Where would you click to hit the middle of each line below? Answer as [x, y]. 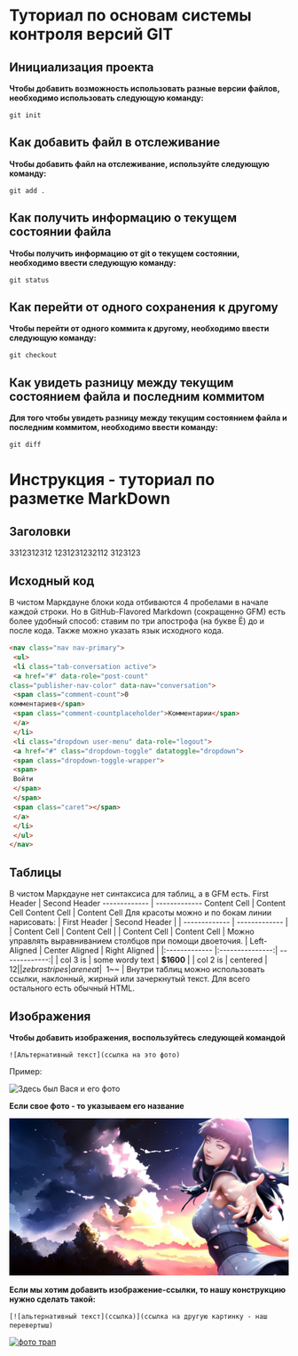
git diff [25, 445]
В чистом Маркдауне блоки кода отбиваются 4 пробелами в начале [139, 602]
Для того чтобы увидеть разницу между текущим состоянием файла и [149, 418]
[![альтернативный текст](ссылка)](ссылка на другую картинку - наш [138, 1317]
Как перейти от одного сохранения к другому [144, 307]
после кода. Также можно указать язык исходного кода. [117, 631]
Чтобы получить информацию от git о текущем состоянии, [124, 253]
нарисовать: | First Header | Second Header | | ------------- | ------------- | [149, 922]
